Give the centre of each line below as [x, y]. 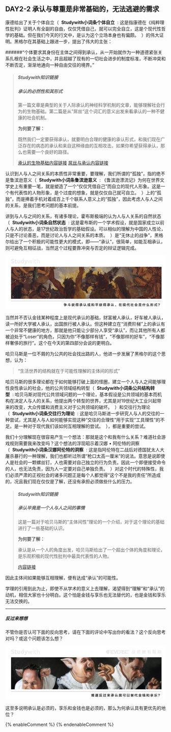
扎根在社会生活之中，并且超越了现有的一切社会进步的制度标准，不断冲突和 [88, 58]
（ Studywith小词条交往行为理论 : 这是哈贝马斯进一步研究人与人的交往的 [83, 414]
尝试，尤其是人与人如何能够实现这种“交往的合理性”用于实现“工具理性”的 [85, 420]
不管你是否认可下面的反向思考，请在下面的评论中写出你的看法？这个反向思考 [85, 632]
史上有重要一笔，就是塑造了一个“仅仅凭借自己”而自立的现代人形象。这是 [85, 187]
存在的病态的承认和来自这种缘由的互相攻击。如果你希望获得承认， [91, 146]
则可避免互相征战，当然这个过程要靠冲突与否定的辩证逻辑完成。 [72, 248]
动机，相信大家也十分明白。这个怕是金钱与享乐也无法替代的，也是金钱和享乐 [85, 595]
